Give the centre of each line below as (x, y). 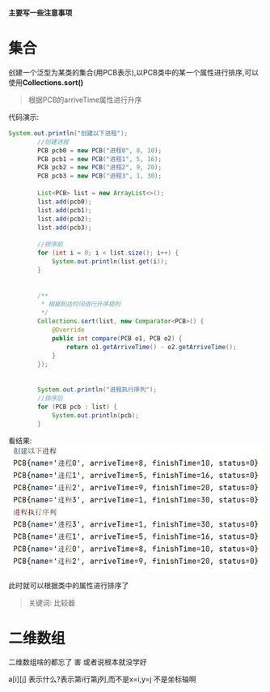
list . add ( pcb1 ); (65, 210)
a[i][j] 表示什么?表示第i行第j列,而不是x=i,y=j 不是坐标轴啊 (102, 679)
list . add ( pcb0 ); (65, 202)
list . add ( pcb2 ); (65, 219)
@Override (68, 330)
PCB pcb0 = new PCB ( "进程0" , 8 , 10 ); (100, 150)
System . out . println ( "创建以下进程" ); (68, 133)
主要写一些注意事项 (40, 13)
